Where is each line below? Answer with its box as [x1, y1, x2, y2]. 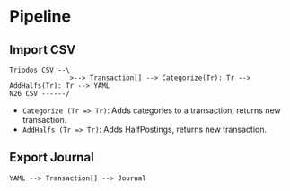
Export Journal [9, 150, 94, 165]
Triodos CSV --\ [9, 65, 70, 74]
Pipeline [9, 6, 72, 27]
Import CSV [9, 42, 76, 57]
